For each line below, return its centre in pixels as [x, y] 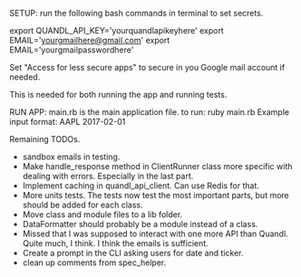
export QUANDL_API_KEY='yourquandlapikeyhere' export [117, 30]
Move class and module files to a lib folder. [102, 215]
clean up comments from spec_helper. [94, 263]
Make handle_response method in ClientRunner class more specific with [157, 166]
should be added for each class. [83, 205]
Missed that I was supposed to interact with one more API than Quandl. [155, 234]
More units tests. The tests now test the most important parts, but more [156, 195]
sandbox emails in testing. [71, 157]
